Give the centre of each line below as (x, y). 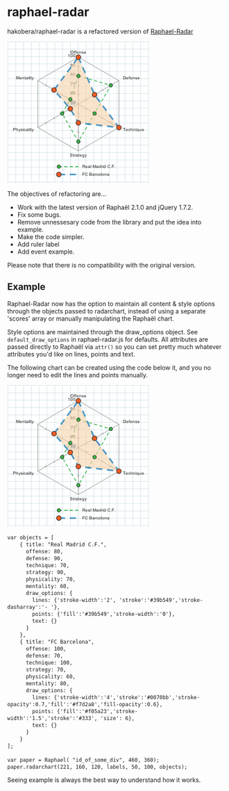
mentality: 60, (48, 586)
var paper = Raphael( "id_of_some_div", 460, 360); (83, 760)
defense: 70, (44, 655)
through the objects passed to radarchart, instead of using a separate (107, 311)
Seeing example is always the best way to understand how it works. (104, 780)
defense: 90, (44, 558)
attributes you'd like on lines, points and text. (71, 354)
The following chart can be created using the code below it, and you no (109, 367)
